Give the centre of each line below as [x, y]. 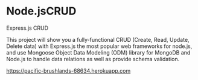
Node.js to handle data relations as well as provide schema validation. [93, 59]
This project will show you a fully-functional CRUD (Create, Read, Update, [98, 39]
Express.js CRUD [27, 28]
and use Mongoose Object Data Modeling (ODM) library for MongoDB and [98, 52]
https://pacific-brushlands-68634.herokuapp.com [69, 70]
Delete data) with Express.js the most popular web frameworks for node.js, [99, 46]
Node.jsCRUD [41, 11]
